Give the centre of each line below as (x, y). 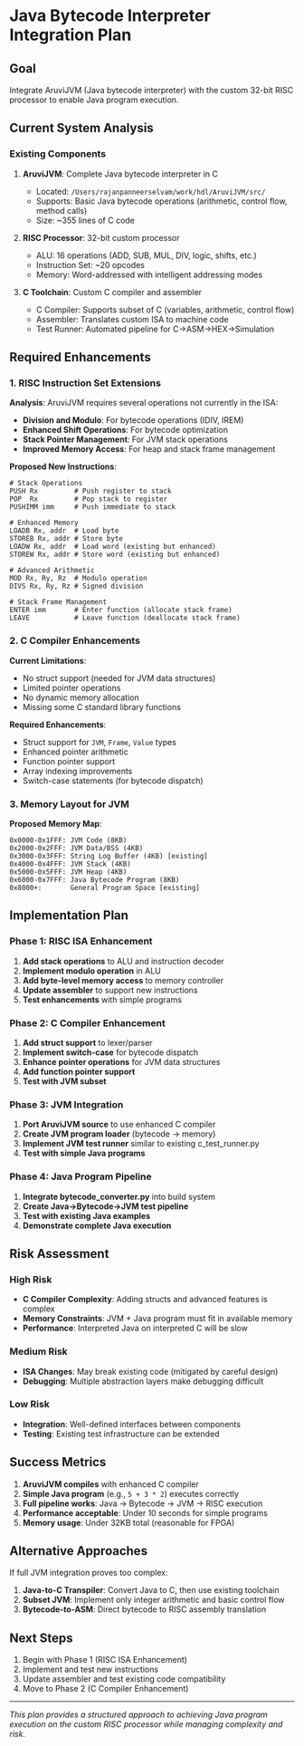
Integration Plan (71, 35)
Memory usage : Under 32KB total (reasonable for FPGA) (128, 1522)
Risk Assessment (59, 1254)
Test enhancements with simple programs (102, 999)
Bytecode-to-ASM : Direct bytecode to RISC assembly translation (144, 1609)
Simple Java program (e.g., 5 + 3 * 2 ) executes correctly (131, 1493)
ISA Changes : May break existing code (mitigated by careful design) (150, 1371)
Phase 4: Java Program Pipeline (81, 1176)
